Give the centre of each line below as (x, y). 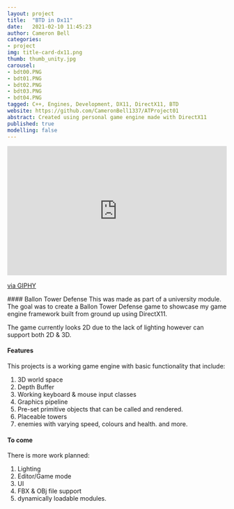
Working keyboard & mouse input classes (77, 394)
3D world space (40, 379)
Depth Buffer (36, 386)
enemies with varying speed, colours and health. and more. (102, 424)
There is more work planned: (48, 455)
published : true (31, 124)
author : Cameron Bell (39, 33)
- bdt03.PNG (24, 91)
